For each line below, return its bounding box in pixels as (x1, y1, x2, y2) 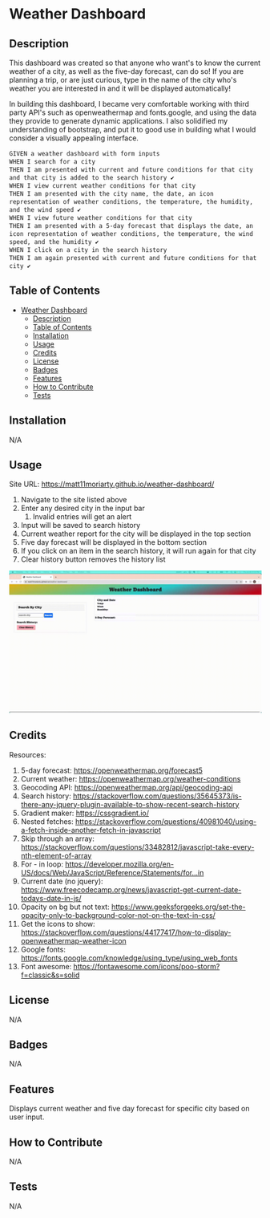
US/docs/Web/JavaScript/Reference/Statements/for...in (20, 867, 204, 877)
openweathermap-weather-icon (20, 936, 127, 945)
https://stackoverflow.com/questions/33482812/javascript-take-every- (20, 842, 255, 851)
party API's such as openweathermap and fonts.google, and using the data (9, 108, 257, 117)
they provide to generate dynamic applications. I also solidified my (9, 116, 228, 125)
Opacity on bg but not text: (20, 902, 111, 911)
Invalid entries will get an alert (32, 512, 132, 522)
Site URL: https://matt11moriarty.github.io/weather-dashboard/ (9, 479, 215, 489)
